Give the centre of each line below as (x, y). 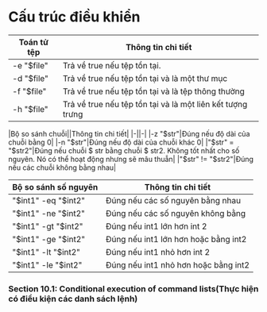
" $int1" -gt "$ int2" (48, 226)
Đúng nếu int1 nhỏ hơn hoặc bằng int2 (178, 264)
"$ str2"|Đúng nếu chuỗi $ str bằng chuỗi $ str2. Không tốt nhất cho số (124, 150)
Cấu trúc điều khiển (74, 17)
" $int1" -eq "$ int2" (49, 200)
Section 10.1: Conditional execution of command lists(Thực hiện (133, 288)
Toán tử (34, 42)
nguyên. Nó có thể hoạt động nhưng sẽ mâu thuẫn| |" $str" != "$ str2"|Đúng (131, 159)
